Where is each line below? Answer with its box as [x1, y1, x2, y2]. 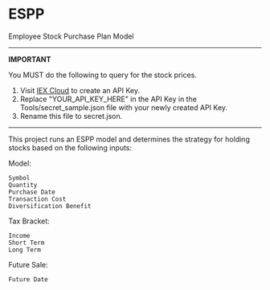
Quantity [8, 181, 38, 189]
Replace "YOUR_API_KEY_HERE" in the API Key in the [19, 94, 197, 104]
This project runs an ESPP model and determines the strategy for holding [8, 134, 251, 144]
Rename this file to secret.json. [19, 111, 123, 120]
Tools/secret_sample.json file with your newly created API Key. [19, 102, 227, 112]
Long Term [8, 246, 42, 254]
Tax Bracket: [8, 216, 50, 226]
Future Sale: [8, 259, 48, 269]
